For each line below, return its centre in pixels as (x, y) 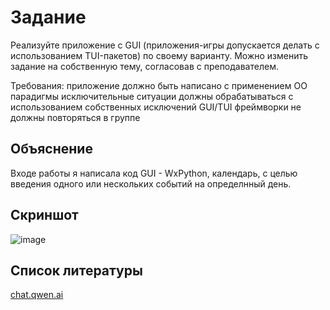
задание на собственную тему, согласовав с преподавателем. (144, 66)
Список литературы (76, 270)
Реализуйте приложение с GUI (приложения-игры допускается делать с (165, 45)
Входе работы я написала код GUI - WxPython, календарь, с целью (154, 173)
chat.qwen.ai (37, 295)
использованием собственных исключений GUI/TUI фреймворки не (156, 107)
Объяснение (51, 149)
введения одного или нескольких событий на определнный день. (151, 183)
